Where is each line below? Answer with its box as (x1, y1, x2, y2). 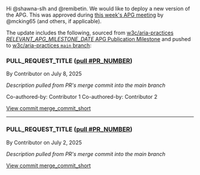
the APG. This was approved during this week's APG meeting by (6, 11, 164, 18)
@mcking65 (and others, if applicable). (6, 18, 102, 24)
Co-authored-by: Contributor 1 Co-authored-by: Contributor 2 (6, 93, 158, 101)
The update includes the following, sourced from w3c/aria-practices (6, 29, 174, 36)
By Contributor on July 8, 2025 (6, 70, 82, 77)
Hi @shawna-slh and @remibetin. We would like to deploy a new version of (6, 5, 190, 12)
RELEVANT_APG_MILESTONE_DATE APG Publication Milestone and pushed (6, 36, 191, 42)
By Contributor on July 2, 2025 (6, 139, 82, 146)
